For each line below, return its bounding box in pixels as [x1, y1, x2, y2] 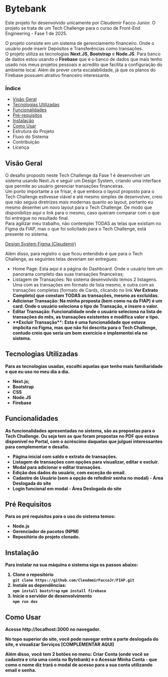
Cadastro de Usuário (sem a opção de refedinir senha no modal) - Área [12, 475, 163, 481]
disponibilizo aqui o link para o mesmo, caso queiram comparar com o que [5, 210, 160, 216]
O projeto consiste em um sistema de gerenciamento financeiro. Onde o [5, 40, 154, 46]
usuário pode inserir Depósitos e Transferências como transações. [5, 45, 143, 51]
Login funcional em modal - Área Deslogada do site [12, 485, 122, 491]
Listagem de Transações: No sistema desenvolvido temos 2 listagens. [12, 276, 157, 282]
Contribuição [12, 139, 40, 145]
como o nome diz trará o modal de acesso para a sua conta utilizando [5, 662, 153, 668]
